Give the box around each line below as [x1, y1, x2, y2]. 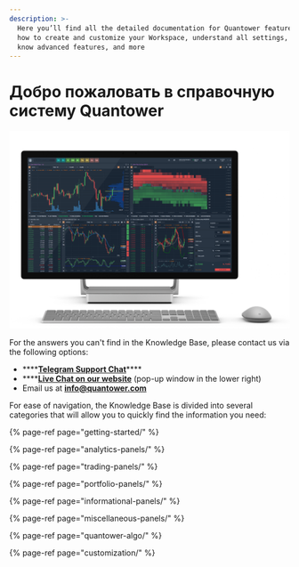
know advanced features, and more [17, 43, 145, 52]
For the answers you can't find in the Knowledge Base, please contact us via [9, 336, 290, 347]
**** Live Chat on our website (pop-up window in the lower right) [21, 373, 262, 384]
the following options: [9, 346, 89, 357]
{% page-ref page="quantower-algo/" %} [9, 530, 163, 540]
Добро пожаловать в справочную [9, 82, 275, 102]
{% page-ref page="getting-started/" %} [9, 426, 160, 437]
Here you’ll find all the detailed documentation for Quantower [17, 23, 261, 33]
